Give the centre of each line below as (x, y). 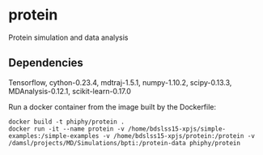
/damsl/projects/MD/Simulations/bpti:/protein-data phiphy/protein (125, 143)
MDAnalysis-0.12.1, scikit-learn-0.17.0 (70, 91)
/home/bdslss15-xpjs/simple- (177, 129)
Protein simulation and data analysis (68, 37)
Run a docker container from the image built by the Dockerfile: (112, 106)
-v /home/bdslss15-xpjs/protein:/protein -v (178, 136)
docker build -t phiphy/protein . (67, 122)
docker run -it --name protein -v (67, 129)
